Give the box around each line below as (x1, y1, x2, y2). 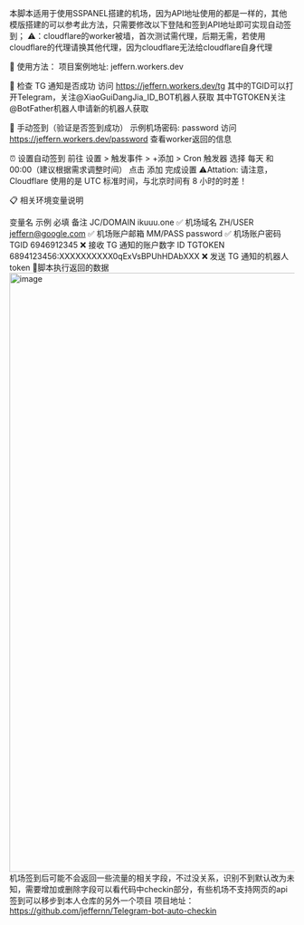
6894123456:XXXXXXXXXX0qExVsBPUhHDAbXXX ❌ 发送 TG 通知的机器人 (9, 251, 290, 261)
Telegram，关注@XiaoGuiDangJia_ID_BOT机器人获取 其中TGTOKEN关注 (16, 92, 287, 102)
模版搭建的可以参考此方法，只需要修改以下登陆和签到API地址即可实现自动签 (9, 19, 292, 30)
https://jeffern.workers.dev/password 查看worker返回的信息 (9, 134, 233, 144)
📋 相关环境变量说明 (9, 195, 84, 206)
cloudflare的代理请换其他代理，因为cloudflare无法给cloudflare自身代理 (9, 42, 273, 53)
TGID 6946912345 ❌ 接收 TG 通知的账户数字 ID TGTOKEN (9, 239, 225, 250)
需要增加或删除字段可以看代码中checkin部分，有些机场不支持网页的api (24, 884, 288, 894)
